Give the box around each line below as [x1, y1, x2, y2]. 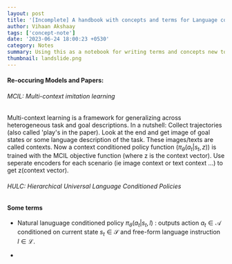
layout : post [7, 10, 45, 17]
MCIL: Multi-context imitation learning [7, 92, 115, 100]
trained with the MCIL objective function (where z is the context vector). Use [7, 152, 225, 160]
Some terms [7, 203, 43, 212]
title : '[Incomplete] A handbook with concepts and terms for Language [7, 17, 217, 23]
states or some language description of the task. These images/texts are [7, 135, 214, 143]
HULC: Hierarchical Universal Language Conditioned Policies [7, 182, 182, 190]
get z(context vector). [7, 166, 69, 174]
